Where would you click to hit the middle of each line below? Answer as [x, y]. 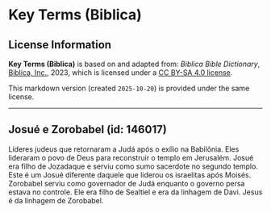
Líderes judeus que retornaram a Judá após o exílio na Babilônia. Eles [124, 149]
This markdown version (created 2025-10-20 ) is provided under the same [129, 88]
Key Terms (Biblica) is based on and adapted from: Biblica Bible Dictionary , [134, 64]
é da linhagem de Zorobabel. [56, 200]
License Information [60, 45]
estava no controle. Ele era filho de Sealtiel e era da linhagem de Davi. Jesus [135, 192]
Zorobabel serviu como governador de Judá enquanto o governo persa [127, 183]
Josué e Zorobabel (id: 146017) [88, 129]
